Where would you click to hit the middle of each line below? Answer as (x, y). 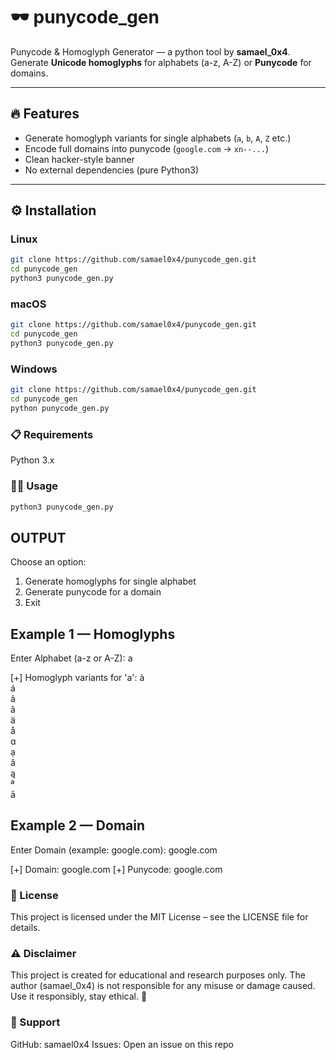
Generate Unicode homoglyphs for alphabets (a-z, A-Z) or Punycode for (161, 62)
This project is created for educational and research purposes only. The (158, 975)
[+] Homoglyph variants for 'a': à (77, 677)
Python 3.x (32, 460)
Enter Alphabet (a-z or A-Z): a (71, 658)
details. (25, 928)
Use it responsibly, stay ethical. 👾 (79, 996)
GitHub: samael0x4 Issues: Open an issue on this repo (122, 1044)
